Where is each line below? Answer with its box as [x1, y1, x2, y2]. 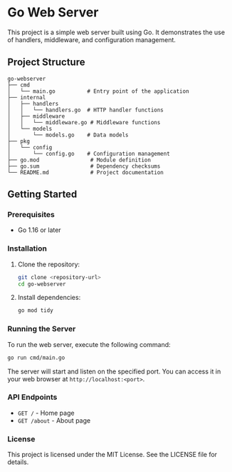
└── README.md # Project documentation [7, 169, 164, 176]
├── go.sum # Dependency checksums [7, 162, 161, 170]
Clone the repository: [17, 260, 80, 268]
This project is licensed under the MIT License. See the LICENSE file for [7, 451, 218, 459]
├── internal [7, 94, 46, 101]
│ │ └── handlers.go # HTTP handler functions [7, 106, 164, 114]
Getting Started [7, 189, 78, 201]
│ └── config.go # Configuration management [7, 150, 171, 157]
